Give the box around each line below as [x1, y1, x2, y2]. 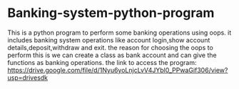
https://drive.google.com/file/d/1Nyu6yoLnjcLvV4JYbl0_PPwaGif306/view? [7, 66, 228, 74]
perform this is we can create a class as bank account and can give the [7, 51, 217, 59]
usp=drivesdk [7, 73, 49, 82]
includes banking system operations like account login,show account [7, 35, 210, 44]
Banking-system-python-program [7, 5, 215, 21]
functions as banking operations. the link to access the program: [7, 58, 197, 66]
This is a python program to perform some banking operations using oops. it [7, 28, 232, 37]
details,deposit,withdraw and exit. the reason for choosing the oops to [7, 43, 214, 52]
